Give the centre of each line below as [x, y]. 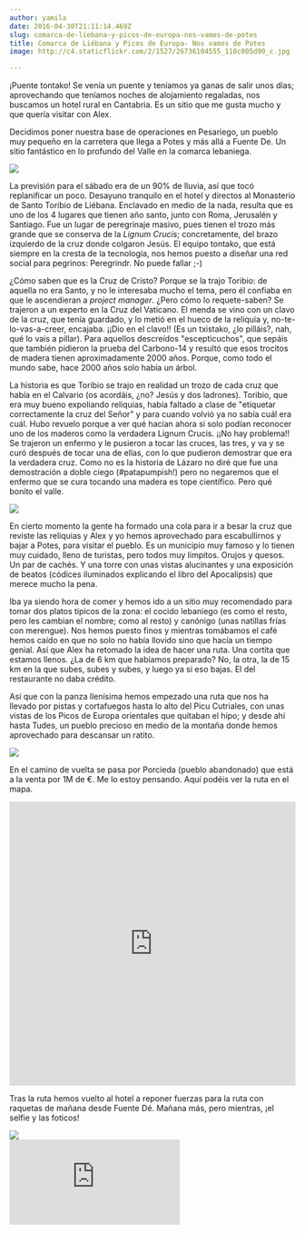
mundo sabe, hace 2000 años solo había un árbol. [103, 368]
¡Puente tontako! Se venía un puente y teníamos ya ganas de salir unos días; [152, 85]
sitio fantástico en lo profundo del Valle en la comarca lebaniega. [131, 152]
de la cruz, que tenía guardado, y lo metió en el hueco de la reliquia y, [139, 320]
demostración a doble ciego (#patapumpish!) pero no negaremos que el [144, 472]
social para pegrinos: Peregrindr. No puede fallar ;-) [106, 264]
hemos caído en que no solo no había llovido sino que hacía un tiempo [141, 641]
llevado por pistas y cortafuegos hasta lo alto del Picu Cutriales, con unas [147, 706]
